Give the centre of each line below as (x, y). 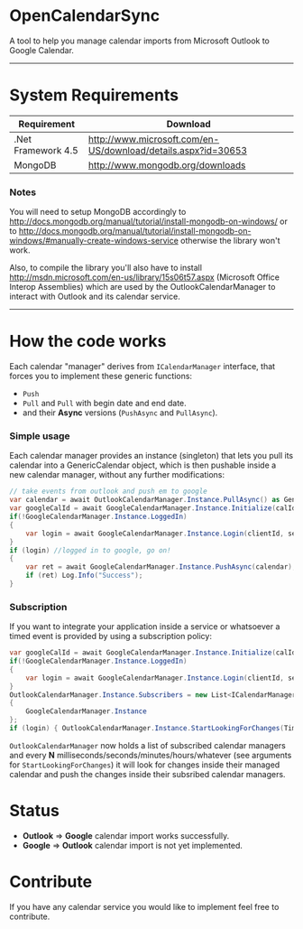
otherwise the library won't (230, 241)
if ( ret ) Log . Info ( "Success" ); (84, 576)
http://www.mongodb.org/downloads (167, 165)
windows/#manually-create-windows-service (94, 241)
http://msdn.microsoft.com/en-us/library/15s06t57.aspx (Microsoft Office (144, 277)
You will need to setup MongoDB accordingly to (98, 212)
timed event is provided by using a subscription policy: (110, 636)
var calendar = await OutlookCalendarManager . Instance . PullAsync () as (145, 500)
